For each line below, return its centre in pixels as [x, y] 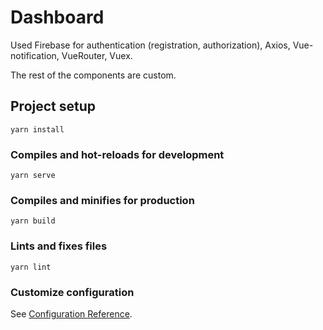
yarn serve [33, 176]
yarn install [37, 129]
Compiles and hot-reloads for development [117, 154]
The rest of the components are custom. [93, 75]
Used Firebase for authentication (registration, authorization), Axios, [150, 45]
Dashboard [57, 17]
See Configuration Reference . [71, 313]
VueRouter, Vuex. [97, 55]
